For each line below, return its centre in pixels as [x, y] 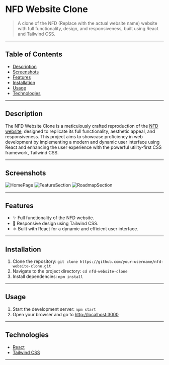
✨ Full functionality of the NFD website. [53, 218]
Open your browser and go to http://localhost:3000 [66, 314]
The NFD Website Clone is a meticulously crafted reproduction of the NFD [82, 126]
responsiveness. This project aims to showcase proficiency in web [74, 136]
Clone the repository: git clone [45, 261]
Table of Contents [34, 55]
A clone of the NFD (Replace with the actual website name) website [87, 23]
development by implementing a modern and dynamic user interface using [82, 142]
